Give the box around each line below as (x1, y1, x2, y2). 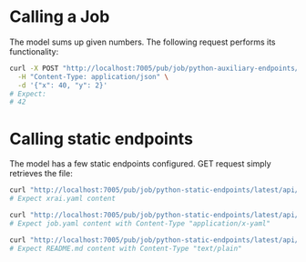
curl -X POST (9, 64, 59, 73)
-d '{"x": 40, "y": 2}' (17, 80, 107, 90)
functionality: (9, 45, 59, 56)
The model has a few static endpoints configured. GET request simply (9, 158, 271, 169)
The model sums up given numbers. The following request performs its (9, 36, 276, 47)
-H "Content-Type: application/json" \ (17, 72, 169, 81)
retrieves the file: (9, 168, 73, 179)
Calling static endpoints (9, 128, 194, 149)
